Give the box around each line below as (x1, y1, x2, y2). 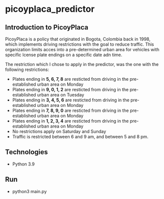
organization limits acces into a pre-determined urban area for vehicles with (5, 47, 160, 52)
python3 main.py (12, 188, 47, 194)
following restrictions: (5, 66, 49, 72)
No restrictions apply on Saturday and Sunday (12, 129, 106, 134)
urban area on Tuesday (37, 92, 84, 98)
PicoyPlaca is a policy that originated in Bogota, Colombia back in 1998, (5, 36, 151, 42)
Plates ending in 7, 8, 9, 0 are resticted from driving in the (12, 107, 129, 113)
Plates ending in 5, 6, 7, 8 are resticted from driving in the (12, 76, 129, 82)
